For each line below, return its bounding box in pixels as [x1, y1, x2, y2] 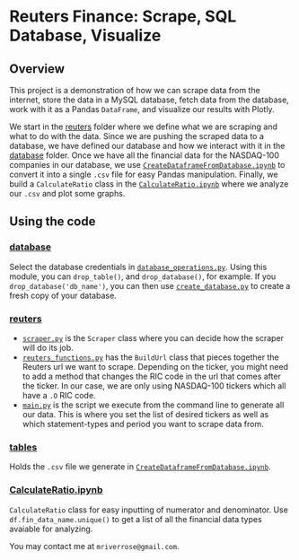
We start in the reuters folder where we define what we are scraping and [9, 121, 278, 132]
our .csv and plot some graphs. [9, 188, 126, 198]
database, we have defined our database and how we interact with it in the [9, 141, 286, 151]
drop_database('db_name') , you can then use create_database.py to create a [9, 280, 291, 291]
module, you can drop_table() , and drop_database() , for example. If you [9, 271, 277, 282]
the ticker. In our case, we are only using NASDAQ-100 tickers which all [22, 380, 286, 391]
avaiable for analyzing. [9, 523, 93, 534]
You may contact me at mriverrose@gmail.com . [9, 540, 180, 551]
